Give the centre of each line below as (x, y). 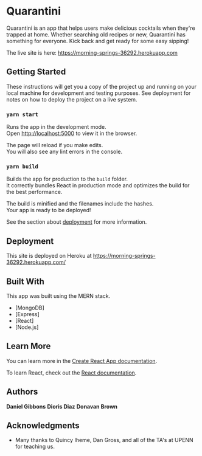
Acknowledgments (43, 425)
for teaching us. (35, 447)
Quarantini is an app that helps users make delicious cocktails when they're (101, 28)
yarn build (22, 166)
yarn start (22, 114)
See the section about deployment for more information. (77, 222)
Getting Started (36, 72)
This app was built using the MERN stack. (58, 295)
